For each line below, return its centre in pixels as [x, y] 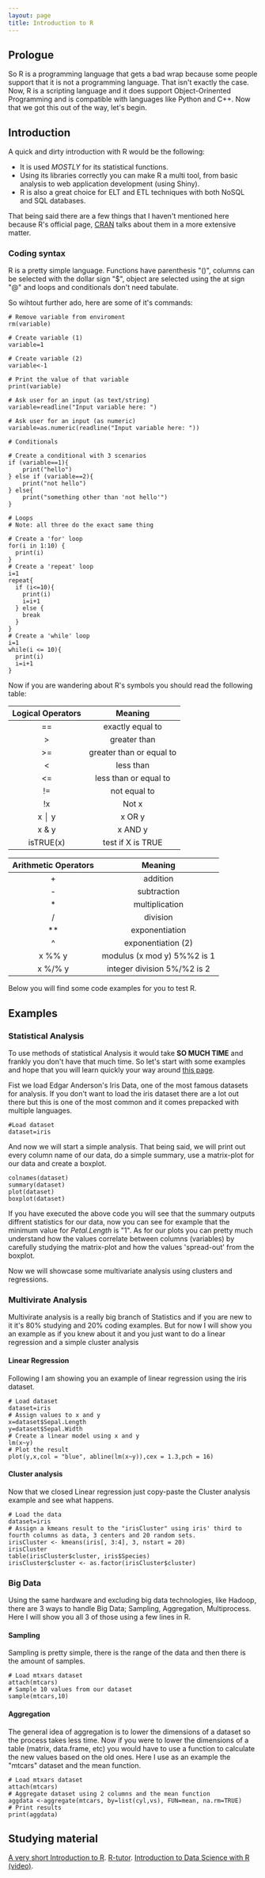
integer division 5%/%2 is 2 [159, 969]
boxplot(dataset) [37, 1199]
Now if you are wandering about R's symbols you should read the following [131, 685]
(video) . [21, 1866]
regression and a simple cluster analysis [74, 1343]
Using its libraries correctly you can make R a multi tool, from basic [129, 176]
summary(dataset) [37, 1185]
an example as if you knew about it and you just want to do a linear [117, 1334]
